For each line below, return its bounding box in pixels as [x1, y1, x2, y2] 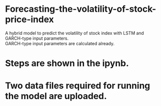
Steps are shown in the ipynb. [5, 58, 129, 69]
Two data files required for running [5, 80, 150, 91]
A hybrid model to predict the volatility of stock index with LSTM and [5, 30, 144, 36]
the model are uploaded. [5, 91, 107, 102]
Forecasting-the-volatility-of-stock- [5, 3, 157, 15]
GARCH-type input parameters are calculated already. [5, 40, 115, 46]
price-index [5, 14, 54, 25]
